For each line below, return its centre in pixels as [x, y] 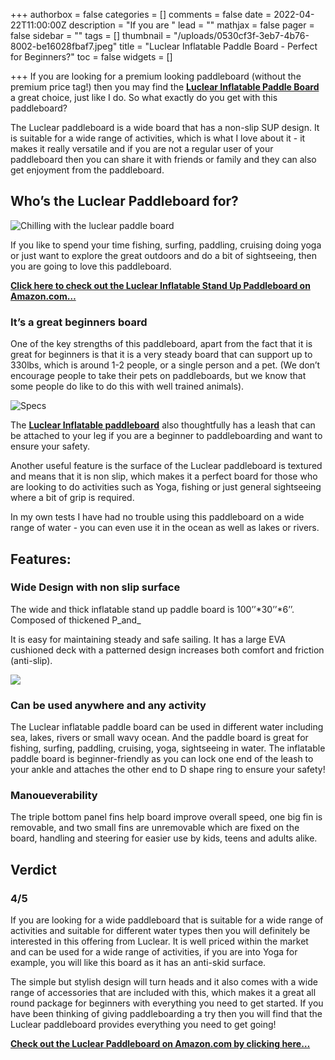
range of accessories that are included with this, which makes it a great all [163, 993]
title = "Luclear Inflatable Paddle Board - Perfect [218, 46]
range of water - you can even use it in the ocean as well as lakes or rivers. [165, 528]
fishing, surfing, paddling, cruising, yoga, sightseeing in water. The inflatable [168, 748]
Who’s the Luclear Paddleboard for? [124, 201]
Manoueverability [54, 796]
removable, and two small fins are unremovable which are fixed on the [155, 828]
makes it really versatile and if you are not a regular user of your [142, 148]
